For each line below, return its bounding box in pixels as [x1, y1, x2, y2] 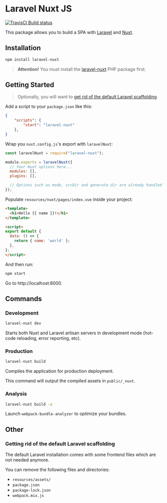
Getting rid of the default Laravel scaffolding [5, 440, 115, 447]
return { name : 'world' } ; [14, 238, 70, 243]
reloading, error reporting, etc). [16, 335, 81, 341]
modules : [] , [9, 169, 37, 174]
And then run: [5, 261, 33, 267]
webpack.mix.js [12, 493, 44, 498]
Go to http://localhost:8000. [5, 280, 62, 286]
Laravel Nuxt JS [5, 3, 72, 15]
